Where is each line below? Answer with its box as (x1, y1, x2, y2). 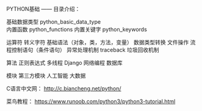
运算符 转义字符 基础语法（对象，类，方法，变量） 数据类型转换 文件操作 (6, 39, 189, 45)
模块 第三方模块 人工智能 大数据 (6, 72, 86, 79)
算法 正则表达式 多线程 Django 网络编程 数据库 (6, 59, 123, 66)
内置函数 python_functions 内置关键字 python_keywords (6, 26, 148, 33)
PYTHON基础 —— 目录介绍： (6, 5, 81, 12)
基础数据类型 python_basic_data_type (6, 18, 101, 25)
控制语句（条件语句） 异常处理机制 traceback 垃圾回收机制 (11, 46, 159, 53)
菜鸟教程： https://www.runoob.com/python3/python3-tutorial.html (6, 98, 176, 105)
